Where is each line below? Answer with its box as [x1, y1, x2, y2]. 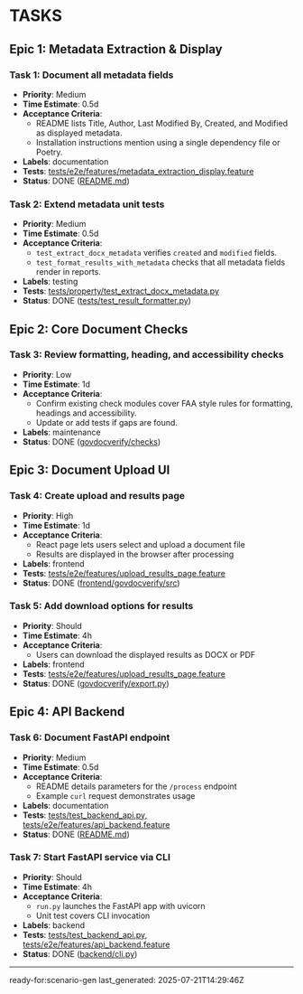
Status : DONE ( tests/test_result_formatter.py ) [22, 295, 192, 306]
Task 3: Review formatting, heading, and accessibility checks [9, 349, 284, 361]
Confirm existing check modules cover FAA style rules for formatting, [35, 398, 293, 408]
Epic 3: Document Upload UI [9, 463, 170, 478]
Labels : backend [22, 919, 86, 931]
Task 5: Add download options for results [9, 600, 194, 613]
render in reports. [35, 267, 102, 277]
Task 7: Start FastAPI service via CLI [9, 851, 171, 864]
